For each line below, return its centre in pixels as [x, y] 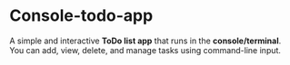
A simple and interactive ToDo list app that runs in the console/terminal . [145, 41]
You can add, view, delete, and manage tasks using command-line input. [145, 50]
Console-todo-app [81, 16]
